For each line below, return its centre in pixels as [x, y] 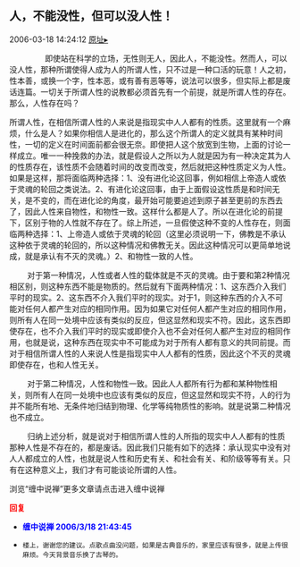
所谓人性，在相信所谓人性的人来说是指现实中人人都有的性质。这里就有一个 [146, 122]
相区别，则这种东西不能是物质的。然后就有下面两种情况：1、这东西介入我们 [148, 286]
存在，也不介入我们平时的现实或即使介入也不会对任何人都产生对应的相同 [150, 331]
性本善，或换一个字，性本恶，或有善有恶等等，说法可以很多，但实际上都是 [146, 80]
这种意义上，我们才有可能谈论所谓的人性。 [103, 470]
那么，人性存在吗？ [45, 103]
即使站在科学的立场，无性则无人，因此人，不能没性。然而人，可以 [166, 58]
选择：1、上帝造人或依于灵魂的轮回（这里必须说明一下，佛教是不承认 [159, 233]
